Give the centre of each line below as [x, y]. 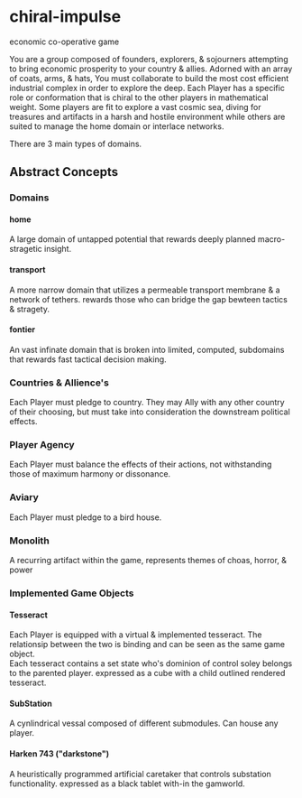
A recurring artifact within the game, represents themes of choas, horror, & [148, 561]
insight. [58, 249]
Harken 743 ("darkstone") [59, 753]
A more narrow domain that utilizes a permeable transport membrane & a [145, 290]
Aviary [24, 497]
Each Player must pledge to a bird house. [86, 517]
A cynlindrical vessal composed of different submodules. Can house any [144, 723]
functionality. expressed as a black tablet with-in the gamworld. [127, 784]
